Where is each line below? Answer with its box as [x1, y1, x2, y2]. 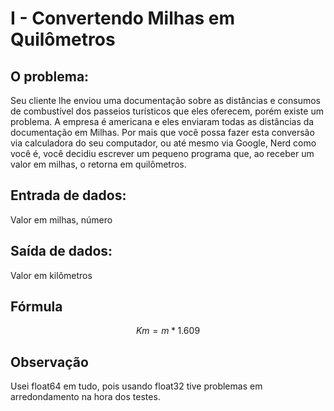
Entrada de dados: [10, 187, 127, 204]
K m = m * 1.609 [135, 325, 201, 337]
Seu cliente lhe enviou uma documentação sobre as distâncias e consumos [10, 95, 321, 106]
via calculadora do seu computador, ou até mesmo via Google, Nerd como [10, 137, 317, 149]
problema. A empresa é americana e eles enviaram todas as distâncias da [10, 116, 315, 127]
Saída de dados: [10, 243, 113, 260]
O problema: [10, 68, 90, 85]
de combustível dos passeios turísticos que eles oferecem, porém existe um [10, 105, 324, 117]
